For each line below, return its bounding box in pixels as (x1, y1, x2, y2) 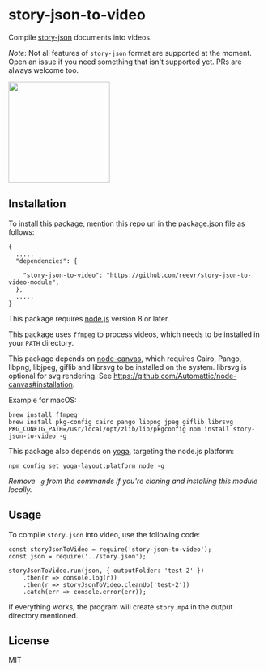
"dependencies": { (15, 257, 79, 265)
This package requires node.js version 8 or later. (8, 313, 170, 323)
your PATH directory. (8, 338, 74, 347)
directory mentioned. (8, 610, 79, 620)
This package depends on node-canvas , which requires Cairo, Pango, (8, 354, 242, 363)
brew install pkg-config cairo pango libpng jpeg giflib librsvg (8, 418, 233, 426)
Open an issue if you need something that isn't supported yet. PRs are (8, 57, 242, 66)
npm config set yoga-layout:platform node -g (8, 461, 164, 470)
